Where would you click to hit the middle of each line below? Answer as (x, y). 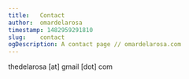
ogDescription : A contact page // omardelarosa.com (94, 45)
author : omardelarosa (45, 23)
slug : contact (37, 37)
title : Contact (37, 15)
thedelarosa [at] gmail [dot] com (60, 66)
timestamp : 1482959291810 (50, 30)
